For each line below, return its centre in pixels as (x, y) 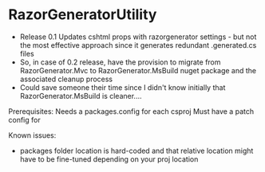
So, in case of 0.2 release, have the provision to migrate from (120, 62)
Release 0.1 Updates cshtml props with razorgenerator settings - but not (138, 37)
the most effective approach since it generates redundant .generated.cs (138, 45)
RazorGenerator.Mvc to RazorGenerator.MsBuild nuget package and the (138, 70)
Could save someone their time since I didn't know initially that (123, 87)
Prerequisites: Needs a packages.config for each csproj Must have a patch (131, 111)
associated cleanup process (66, 79)
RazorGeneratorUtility (83, 15)
